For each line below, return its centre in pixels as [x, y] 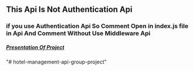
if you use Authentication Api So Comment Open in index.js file [97, 26]
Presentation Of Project [35, 47]
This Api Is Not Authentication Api [69, 10]
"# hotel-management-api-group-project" [56, 62]
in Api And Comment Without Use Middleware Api [78, 33]
